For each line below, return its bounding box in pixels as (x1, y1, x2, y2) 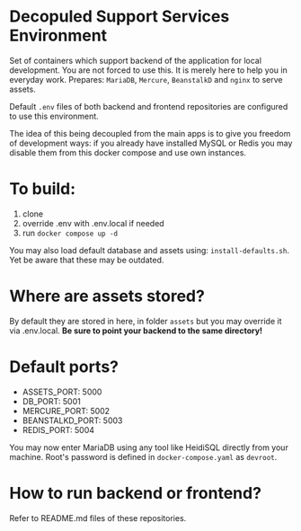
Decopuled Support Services (9, 6, 230, 27)
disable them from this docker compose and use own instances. (9, 146, 247, 158)
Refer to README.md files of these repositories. (9, 512, 187, 523)
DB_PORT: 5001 (22, 395, 81, 406)
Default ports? (9, 357, 120, 376)
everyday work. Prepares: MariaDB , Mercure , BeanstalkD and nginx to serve (9, 74, 283, 84)
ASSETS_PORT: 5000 (22, 386, 102, 397)
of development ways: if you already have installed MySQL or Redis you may (9, 137, 293, 148)
